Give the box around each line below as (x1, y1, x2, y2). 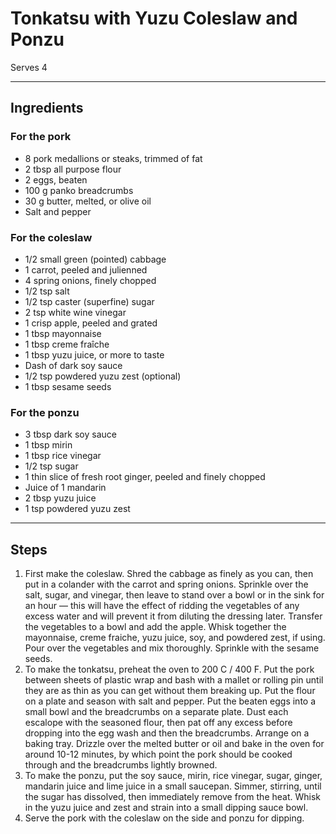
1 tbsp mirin (24, 439, 73, 451)
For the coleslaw (10, 230, 93, 244)
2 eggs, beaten (24, 173, 88, 186)
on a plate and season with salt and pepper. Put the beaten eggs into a (24, 695, 317, 707)
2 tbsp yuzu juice (24, 492, 97, 504)
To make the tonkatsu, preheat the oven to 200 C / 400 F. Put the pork (24, 663, 315, 676)
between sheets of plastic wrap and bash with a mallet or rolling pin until (24, 674, 324, 686)
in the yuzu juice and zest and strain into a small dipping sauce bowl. (24, 802, 309, 814)
